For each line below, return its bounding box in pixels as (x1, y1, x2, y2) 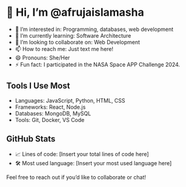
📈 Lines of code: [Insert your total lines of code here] (15, 150, 150, 157)
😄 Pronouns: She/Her (15, 54, 70, 61)
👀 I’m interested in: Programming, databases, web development (15, 25, 174, 33)
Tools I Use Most (6, 81, 70, 91)
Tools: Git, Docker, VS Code (15, 116, 85, 123)
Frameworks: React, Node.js (15, 103, 86, 110)
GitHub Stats (6, 134, 56, 144)
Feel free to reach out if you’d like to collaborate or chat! (6, 173, 147, 181)
